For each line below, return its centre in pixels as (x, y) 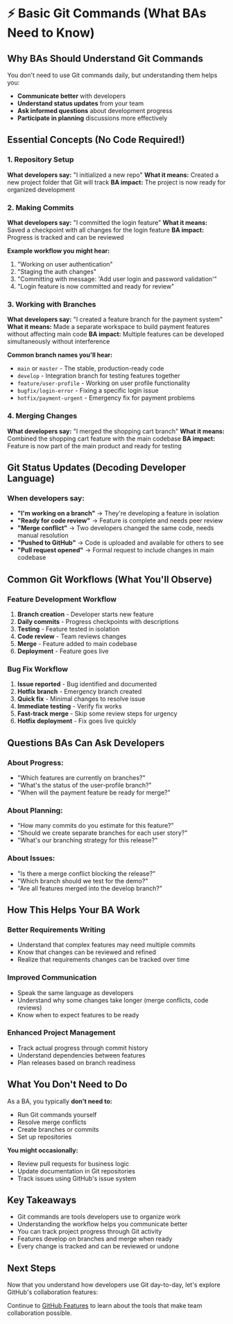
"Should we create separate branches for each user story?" (102, 833)
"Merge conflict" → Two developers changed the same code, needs (115, 528)
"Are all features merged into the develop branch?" (90, 888)
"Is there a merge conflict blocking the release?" (86, 873)
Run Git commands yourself (57, 1114)
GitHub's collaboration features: (53, 1292)
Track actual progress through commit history (83, 1048)
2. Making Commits (41, 207)
